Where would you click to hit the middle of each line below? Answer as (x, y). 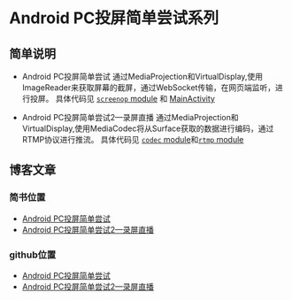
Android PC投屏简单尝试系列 (114, 18)
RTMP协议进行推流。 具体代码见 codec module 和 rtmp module (133, 139)
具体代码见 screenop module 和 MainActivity (135, 99)
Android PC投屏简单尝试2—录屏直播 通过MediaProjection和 (130, 117)
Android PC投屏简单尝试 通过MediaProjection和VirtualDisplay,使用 (142, 77)
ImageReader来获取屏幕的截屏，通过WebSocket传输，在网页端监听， (149, 88)
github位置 (33, 255)
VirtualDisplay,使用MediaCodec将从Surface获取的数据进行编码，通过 (148, 128)
